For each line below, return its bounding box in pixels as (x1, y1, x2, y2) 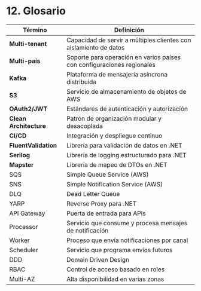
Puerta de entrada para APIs (66, 209, 146, 218)
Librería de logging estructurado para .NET (66, 151, 187, 159)
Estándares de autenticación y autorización (66, 105, 188, 113)
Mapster (9, 160, 34, 169)
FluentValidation (9, 141, 57, 149)
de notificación (66, 226, 109, 234)
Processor (9, 222, 38, 231)
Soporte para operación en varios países (66, 53, 181, 61)
